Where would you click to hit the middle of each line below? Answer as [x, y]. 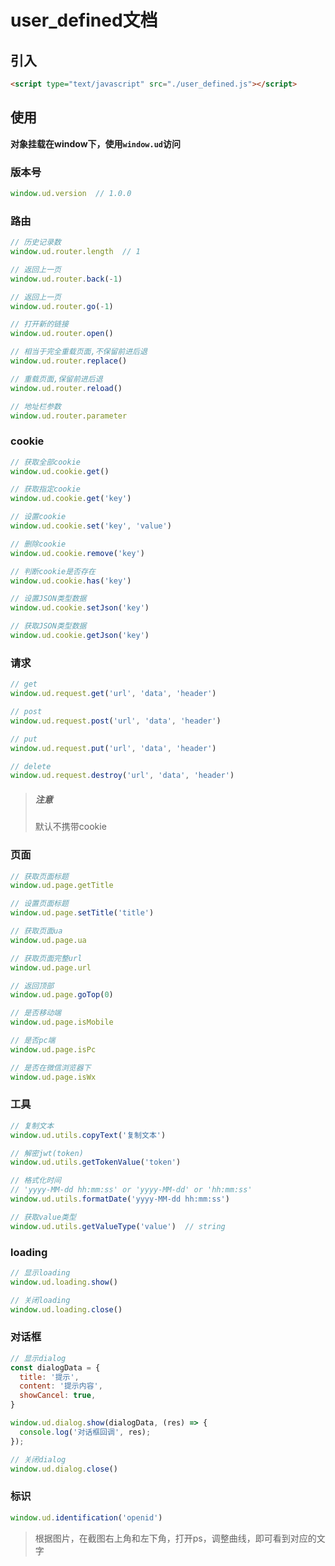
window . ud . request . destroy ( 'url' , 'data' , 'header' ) [122, 776]
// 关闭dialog [38, 1459]
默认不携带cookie [70, 827]
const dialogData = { [55, 1367]
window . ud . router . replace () [69, 361]
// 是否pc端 [33, 1041]
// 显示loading [40, 1272]
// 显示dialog [38, 1358]
